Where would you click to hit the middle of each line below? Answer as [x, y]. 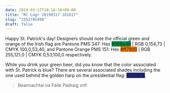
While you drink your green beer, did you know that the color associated [81, 65]
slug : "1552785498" [26, 19]
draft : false [19, 24]
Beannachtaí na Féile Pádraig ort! [52, 85]
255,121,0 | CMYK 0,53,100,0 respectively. [49, 55]
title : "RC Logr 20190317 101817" [42, 15]
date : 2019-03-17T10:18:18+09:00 [41, 10]
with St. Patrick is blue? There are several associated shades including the [83, 70]
